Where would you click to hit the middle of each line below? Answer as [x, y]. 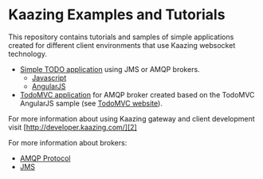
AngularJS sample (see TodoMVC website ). [91, 103]
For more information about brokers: [68, 142]
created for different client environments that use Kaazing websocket [122, 45]
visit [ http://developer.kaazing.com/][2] [73, 127]
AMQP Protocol [45, 158]
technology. [28, 54]
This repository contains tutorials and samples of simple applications [121, 37]
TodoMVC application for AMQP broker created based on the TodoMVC [137, 94]
